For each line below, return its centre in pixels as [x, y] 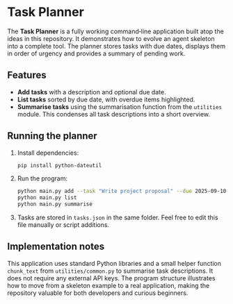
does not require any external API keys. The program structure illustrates [111, 278]
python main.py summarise [55, 204]
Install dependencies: [48, 153]
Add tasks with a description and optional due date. [91, 92]
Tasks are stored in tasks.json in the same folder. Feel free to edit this [118, 218]
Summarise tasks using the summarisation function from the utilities [120, 107]
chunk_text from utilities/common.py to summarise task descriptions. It [110, 271]
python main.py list [47, 198]
